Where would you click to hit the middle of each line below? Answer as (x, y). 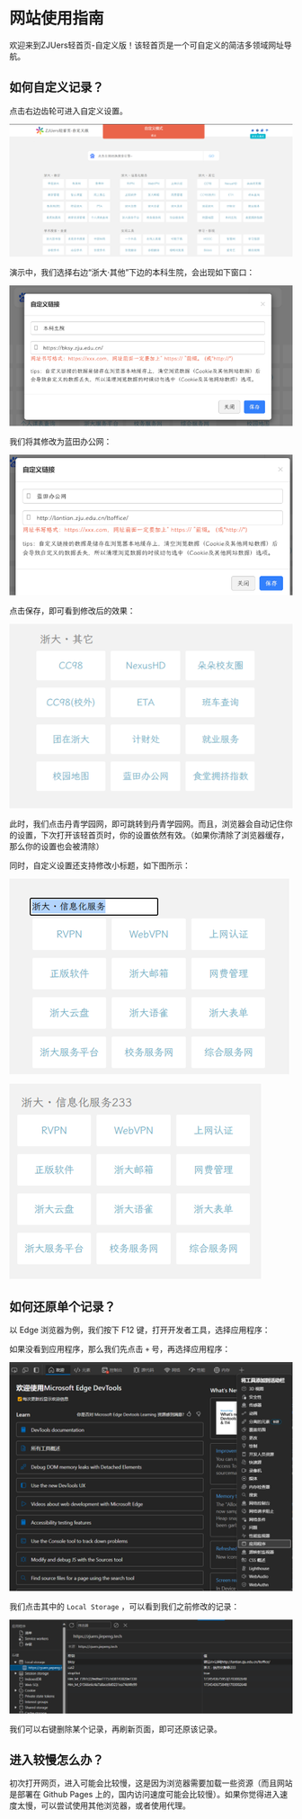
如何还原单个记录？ (62, 1307)
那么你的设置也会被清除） (57, 847)
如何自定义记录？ (57, 88)
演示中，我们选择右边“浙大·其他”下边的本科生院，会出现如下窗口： (132, 273)
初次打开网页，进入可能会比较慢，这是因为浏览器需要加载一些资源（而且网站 (151, 1783)
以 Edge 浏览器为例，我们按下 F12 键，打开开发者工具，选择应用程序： (140, 1330)
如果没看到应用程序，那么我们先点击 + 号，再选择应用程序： (120, 1349)
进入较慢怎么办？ (57, 1760)
